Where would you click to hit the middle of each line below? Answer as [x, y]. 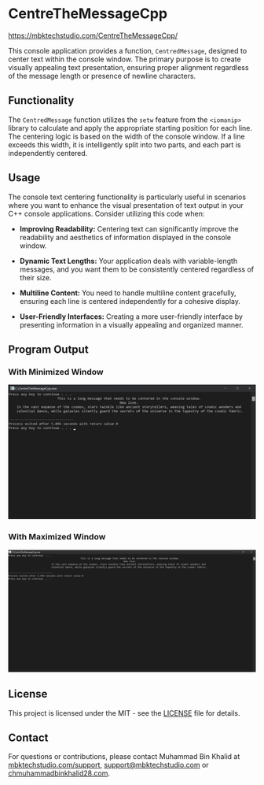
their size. [35, 277]
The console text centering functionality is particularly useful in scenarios [127, 197]
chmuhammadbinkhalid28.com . [59, 773]
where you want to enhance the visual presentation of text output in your [126, 205]
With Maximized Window [57, 537]
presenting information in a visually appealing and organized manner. [131, 324]
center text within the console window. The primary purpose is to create [125, 59]
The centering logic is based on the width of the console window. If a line [126, 136]
